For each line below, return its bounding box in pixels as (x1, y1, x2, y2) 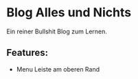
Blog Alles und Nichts (6, 5, 132, 20)
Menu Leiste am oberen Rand (16, 65, 100, 73)
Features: (6, 47, 49, 59)
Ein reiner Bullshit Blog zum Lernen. (6, 27, 108, 35)
